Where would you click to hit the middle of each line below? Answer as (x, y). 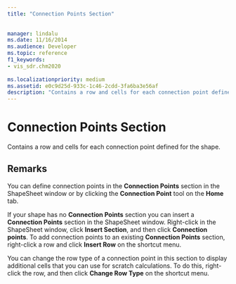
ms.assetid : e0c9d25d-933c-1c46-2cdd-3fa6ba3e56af (83, 86)
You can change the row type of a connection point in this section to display (117, 258)
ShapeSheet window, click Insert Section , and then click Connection (107, 229)
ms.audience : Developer (42, 47)
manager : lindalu (33, 33)
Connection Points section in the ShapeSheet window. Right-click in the (112, 222)
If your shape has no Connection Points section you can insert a (101, 214)
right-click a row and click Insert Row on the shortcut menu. (94, 245)
